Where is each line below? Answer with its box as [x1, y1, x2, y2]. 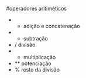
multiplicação [23, 54, 56, 60]
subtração [23, 35, 48, 42]
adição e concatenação [23, 23, 80, 29]
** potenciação [14, 60, 51, 67]
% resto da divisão [14, 66, 60, 73]
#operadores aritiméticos [6, 5, 67, 12]
